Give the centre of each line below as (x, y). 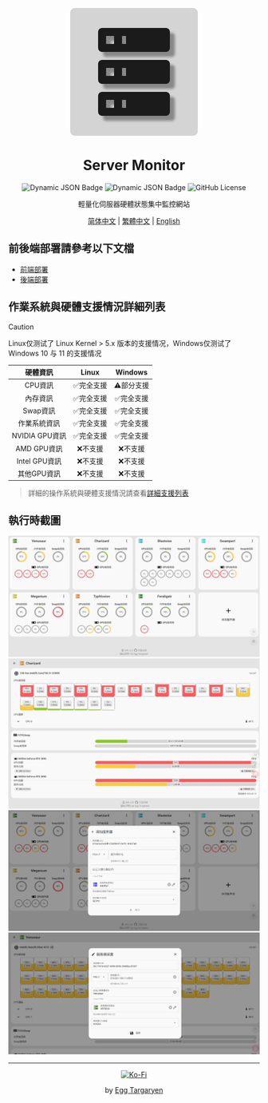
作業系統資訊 (39, 423)
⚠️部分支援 (132, 385)
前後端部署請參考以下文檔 (71, 249)
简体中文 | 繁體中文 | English (134, 220)
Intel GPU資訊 (39, 461)
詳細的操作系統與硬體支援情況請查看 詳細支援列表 (108, 493)
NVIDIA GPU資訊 (39, 436)
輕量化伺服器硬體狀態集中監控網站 (134, 204)
